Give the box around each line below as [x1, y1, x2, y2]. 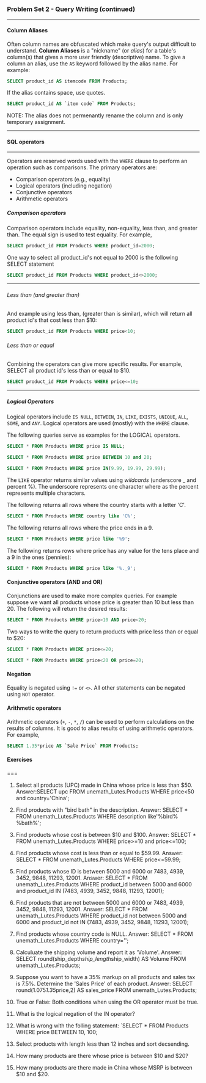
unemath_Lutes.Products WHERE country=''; [15, 936, 129, 944]
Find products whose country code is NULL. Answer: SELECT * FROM [15, 930, 193, 938]
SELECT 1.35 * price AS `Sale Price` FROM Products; [7, 743, 139, 749]
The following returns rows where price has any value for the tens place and [7, 547, 199, 554]
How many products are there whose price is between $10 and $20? [15, 1052, 189, 1059]
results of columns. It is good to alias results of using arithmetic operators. [7, 724, 194, 732]
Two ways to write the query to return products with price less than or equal [7, 628, 199, 635]
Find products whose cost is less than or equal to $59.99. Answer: [15, 849, 183, 856]
